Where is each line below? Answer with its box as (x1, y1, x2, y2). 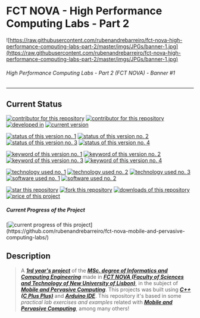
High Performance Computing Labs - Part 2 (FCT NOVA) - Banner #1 (6, 69, 176, 76)
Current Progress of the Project (6, 206, 85, 213)
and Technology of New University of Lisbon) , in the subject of (20, 279, 179, 286)
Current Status (6, 99, 62, 109)
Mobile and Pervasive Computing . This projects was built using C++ (20, 286, 191, 293)
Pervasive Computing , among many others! (20, 305, 130, 312)
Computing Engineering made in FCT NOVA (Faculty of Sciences (20, 273, 185, 280)
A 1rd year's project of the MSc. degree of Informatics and (20, 267, 168, 274)
